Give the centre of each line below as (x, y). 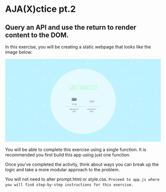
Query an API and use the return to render (71, 27)
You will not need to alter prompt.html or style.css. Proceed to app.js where (82, 179)
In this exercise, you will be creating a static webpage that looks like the (78, 47)
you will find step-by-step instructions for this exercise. (69, 185)
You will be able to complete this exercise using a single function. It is (76, 150)
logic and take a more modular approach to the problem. (62, 169)
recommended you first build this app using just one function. (68, 154)
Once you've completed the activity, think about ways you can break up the (82, 164)
